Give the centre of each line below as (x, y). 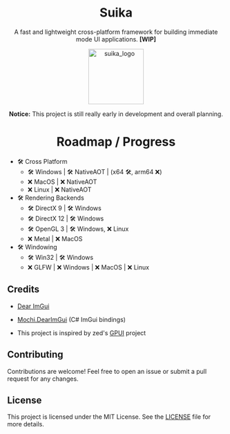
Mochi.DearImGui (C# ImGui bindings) (71, 319)
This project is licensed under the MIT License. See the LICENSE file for (109, 417)
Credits (23, 289)
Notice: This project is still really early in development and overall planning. (116, 114)
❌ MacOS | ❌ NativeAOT (62, 182)
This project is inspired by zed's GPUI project (82, 332)
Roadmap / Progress (116, 142)
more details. (26, 424)
